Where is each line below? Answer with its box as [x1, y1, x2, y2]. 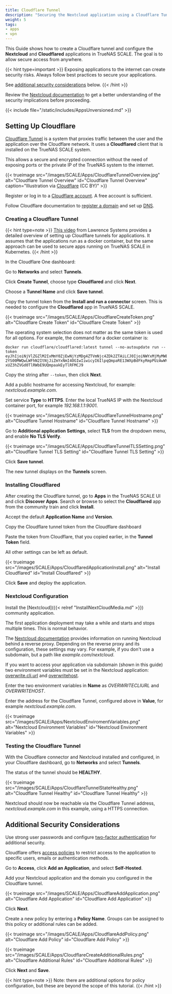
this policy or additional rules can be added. [5, 921, 98, 927]
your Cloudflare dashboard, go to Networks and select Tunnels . [5, 759, 141, 765]
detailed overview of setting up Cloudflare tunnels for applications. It [5, 232, 150, 239]
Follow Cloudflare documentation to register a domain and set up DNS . [5, 202, 155, 208]
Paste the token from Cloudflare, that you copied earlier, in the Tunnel [5, 534, 153, 540]
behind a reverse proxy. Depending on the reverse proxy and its [5, 640, 140, 647]
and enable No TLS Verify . [5, 433, 61, 439]
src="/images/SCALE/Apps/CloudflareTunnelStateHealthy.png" [5, 785, 138, 791]
